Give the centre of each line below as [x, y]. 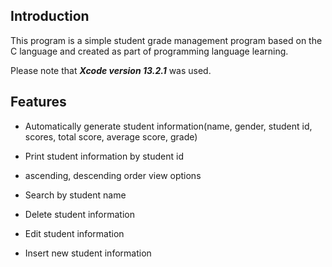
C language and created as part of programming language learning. [149, 51]
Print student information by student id [104, 156]
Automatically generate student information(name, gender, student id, [168, 126]
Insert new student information [88, 253]
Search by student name [75, 195]
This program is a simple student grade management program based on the [166, 40]
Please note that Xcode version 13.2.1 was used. [111, 70]
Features [38, 102]
